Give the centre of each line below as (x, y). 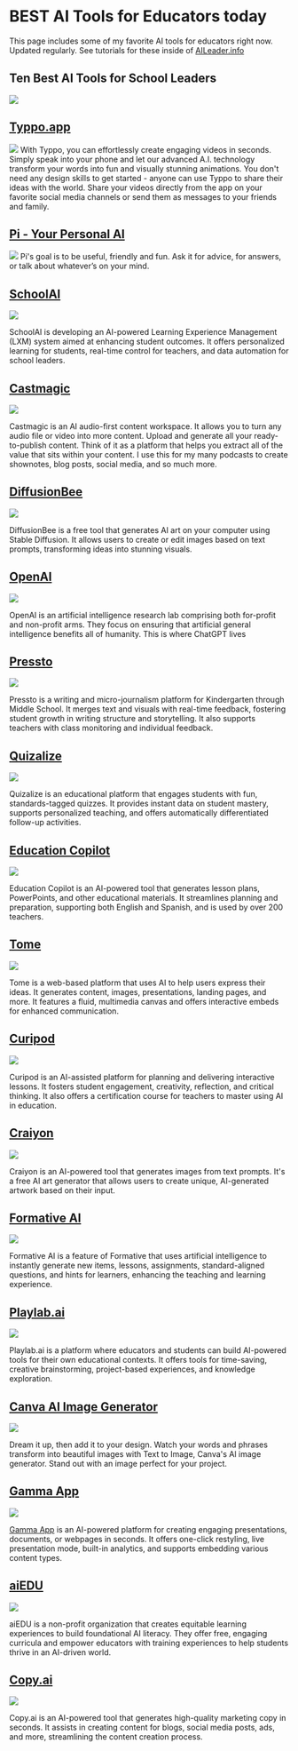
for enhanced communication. (64, 1011)
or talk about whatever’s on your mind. (79, 266)
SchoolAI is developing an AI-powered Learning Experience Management (143, 332)
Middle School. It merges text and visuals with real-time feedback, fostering (148, 709)
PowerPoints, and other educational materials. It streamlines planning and (144, 898)
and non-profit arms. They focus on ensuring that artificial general (130, 625)
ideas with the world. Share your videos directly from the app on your (136, 187)
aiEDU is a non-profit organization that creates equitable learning (128, 1624)
